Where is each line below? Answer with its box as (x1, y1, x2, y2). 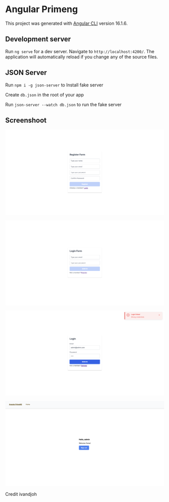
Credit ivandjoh (5, 491, 37, 497)
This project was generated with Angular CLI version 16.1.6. (5, 20, 128, 26)
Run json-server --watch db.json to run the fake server (5, 101, 122, 107)
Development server (5, 35, 71, 43)
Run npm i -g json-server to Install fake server (5, 82, 103, 88)
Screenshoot (5, 116, 47, 124)
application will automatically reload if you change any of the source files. (5, 54, 158, 60)
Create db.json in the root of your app (5, 92, 84, 98)
